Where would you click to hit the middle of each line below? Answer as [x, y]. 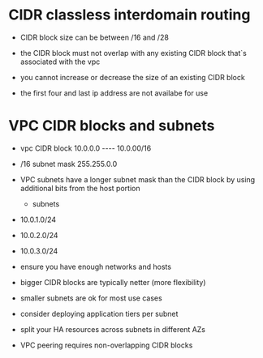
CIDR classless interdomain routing [129, 15]
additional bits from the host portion [80, 188]
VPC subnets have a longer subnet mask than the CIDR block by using [138, 179]
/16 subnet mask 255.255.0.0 [69, 164]
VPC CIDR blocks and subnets [112, 126]
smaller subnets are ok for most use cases [91, 298]
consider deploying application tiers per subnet [99, 313]
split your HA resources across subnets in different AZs [112, 329]
